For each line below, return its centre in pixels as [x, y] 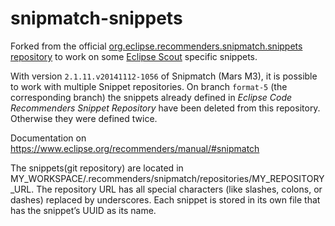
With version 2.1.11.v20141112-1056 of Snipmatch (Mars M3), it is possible [164, 76]
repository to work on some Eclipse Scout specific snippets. [134, 56]
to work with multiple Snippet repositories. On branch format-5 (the [149, 86]
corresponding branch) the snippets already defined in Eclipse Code [151, 97]
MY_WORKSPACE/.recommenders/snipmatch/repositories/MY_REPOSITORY [167, 178]
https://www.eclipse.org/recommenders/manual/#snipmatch [135, 148]
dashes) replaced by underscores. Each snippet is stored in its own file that [165, 199]
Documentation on [48, 138]
